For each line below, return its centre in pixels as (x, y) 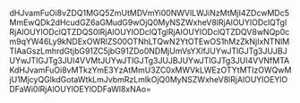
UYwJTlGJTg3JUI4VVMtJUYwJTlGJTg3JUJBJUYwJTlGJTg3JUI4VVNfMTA (150, 60)
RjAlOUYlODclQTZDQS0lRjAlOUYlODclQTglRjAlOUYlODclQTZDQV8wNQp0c (150, 32)
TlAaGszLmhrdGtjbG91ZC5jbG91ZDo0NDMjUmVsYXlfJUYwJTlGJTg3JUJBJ (149, 51)
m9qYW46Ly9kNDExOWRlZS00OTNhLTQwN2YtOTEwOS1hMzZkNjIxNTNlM (150, 41)
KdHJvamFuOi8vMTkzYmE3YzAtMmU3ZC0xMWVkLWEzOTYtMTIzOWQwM (150, 70)
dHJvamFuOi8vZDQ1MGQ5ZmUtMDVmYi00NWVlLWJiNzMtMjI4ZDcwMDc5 (149, 13)
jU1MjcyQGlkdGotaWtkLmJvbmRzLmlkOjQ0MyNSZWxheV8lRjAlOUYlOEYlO (149, 79)
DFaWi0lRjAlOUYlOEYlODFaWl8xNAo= (81, 89)
